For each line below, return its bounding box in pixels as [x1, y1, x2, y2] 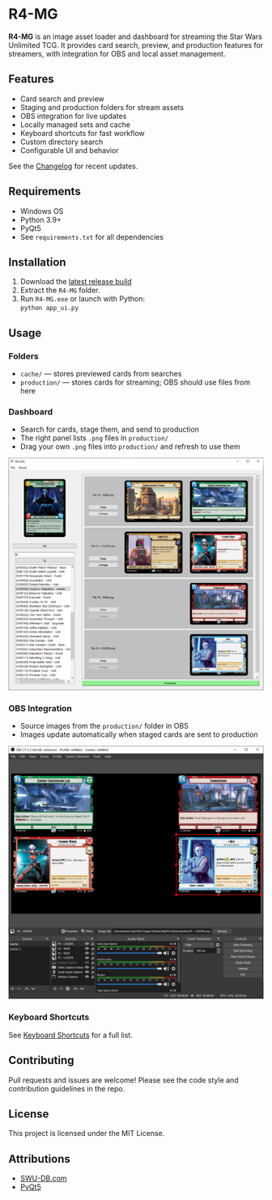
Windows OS [19, 206, 64, 215]
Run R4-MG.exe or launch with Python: [19, 294, 146, 304]
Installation [8, 255, 66, 269]
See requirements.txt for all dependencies [19, 232, 164, 241]
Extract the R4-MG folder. [19, 285, 100, 296]
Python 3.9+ [19, 215, 62, 224]
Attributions [8, 1151, 71, 1166]
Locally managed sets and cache [19, 119, 131, 130]
